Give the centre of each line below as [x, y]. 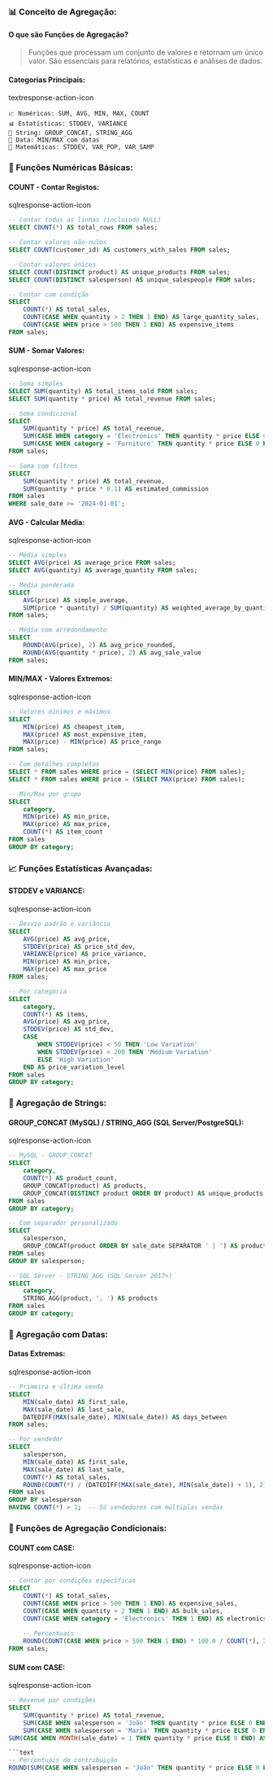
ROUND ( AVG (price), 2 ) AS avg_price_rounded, [100, 645]
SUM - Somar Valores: [47, 351]
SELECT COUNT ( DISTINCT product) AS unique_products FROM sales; [119, 272]
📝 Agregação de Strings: [58, 1103]
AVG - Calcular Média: [47, 522]
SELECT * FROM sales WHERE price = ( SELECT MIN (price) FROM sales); [127, 772]
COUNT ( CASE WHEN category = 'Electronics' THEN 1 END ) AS [123, 1618]
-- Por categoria [38, 991]
